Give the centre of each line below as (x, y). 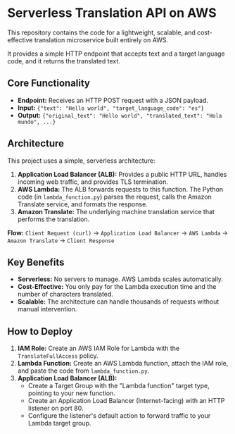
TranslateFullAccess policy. (58, 356)
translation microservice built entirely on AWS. (101, 39)
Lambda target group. (59, 423)
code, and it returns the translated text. (64, 61)
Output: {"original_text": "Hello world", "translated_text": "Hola (120, 115)
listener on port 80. (56, 408)
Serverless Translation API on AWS (112, 13)
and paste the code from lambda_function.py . (83, 371)
